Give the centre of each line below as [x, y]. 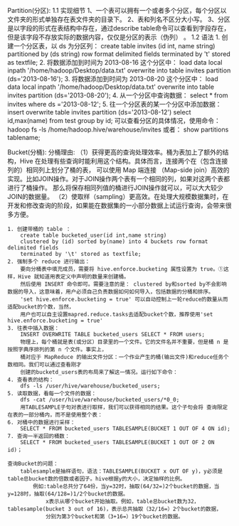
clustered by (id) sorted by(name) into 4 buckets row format [114, 242]
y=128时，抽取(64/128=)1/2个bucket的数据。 [68, 494]
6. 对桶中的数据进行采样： [42, 422]
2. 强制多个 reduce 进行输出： [49, 262]
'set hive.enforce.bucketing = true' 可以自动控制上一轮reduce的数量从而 [124, 299]
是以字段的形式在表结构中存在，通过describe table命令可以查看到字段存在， [119, 28]
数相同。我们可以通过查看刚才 [44, 365]
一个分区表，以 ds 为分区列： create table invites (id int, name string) [114, 46]
